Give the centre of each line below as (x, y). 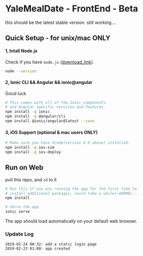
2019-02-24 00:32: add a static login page (51, 245)
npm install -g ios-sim (30, 147)
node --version (21, 71)
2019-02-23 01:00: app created (38, 249)
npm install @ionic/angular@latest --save (50, 121)
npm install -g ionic (28, 112)
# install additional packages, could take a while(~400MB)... (72, 193)
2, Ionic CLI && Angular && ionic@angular (49, 82)
